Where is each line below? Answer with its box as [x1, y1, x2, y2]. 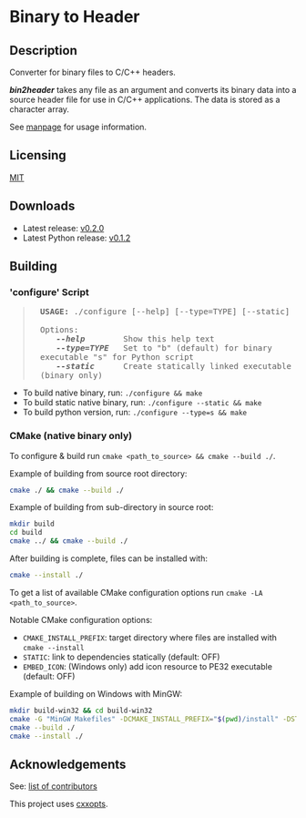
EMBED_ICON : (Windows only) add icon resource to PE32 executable [22, 660, 273, 671]
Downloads [9, 199, 76, 214]
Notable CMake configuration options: [9, 614, 153, 625]
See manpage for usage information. [9, 121, 148, 132]
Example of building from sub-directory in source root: [9, 502, 214, 513]
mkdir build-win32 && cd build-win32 [9, 706, 153, 715]
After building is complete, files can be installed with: [9, 553, 208, 564]
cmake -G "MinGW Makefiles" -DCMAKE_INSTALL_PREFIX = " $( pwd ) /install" [9, 714, 280, 723]
